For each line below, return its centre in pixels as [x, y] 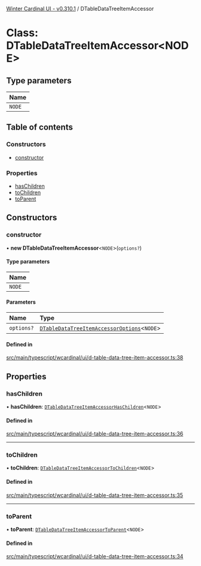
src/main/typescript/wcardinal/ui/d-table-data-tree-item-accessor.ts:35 [95, 495]
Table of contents [39, 128]
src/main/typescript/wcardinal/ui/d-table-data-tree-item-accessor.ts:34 [95, 556]
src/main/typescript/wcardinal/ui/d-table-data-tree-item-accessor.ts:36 [95, 434]
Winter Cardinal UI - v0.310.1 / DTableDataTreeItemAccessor [80, 9]
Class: [22, 33]
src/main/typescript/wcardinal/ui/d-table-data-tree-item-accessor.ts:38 [95, 358]
